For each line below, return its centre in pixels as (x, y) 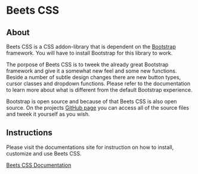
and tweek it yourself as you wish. (48, 114)
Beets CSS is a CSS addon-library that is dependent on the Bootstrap (91, 46)
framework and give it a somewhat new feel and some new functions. (92, 71)
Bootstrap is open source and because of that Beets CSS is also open (92, 101)
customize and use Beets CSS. (44, 153)
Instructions (29, 133)
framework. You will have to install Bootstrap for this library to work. (89, 53)
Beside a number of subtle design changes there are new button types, (94, 77)
